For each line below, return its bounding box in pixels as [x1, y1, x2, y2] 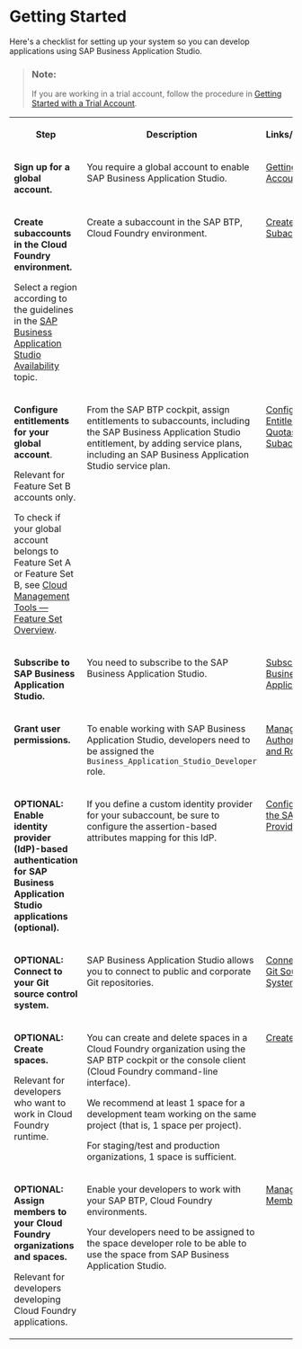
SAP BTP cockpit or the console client [86, 1054, 246, 1067]
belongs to [13, 546, 59, 558]
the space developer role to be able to [86, 1238, 247, 1250]
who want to [13, 1096, 67, 1109]
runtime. [13, 1131, 49, 1143]
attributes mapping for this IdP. [86, 831, 218, 844]
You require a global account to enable [86, 161, 250, 173]
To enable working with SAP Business [86, 723, 246, 735]
